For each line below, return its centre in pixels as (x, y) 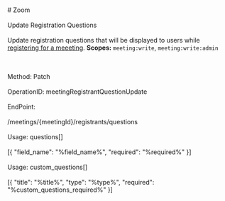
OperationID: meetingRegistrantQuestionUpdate (77, 92)
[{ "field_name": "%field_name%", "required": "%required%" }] (99, 152)
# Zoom (19, 10)
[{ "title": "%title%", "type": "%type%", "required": (81, 182)
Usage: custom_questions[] (48, 167)
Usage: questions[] (35, 137)
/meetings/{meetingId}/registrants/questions (73, 122)
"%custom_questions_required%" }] (60, 190)
